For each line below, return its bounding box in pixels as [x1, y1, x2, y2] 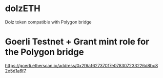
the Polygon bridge [5, 47, 84, 58]
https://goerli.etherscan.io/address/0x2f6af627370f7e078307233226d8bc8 [5, 62, 158, 68]
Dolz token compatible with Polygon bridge [5, 19, 92, 25]
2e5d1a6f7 [5, 68, 26, 74]
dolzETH [5, 3, 41, 14]
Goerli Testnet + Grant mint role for [5, 36, 150, 47]
